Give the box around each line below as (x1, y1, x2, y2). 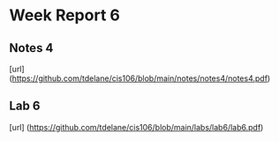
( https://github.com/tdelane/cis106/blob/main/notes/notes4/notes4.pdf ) (9, 73, 271, 84)
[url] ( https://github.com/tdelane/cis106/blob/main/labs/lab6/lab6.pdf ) (9, 122, 264, 132)
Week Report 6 (9, 5, 121, 26)
